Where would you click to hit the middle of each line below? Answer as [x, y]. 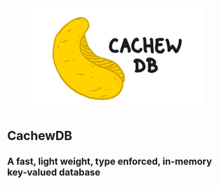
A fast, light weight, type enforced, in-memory [110, 161]
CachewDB [40, 136]
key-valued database [54, 172]
